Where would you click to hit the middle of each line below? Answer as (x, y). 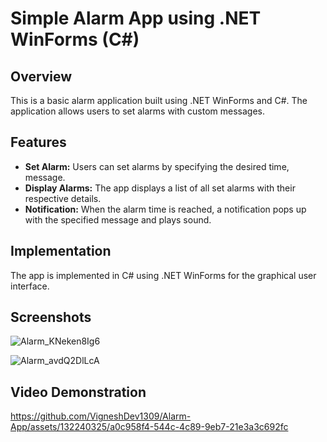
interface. (30, 286)
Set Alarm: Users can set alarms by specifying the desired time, (157, 166)
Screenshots (51, 317)
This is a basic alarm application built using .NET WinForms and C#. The (159, 100)
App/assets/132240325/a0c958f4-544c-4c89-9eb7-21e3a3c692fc (149, 427)
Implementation (61, 251)
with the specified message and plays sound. (118, 219)
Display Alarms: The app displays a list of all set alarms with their (160, 188)
